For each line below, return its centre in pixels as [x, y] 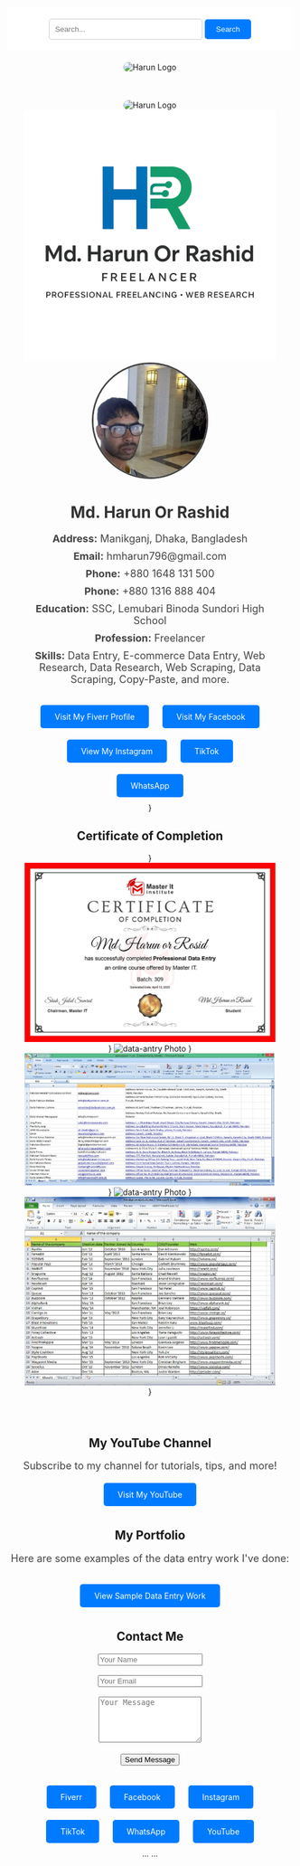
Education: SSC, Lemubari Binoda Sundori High [150, 608]
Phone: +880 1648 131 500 [150, 573]
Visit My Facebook [211, 716]
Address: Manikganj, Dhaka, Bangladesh [150, 538]
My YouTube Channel [150, 1443]
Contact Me [150, 1637]
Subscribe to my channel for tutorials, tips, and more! [150, 1466]
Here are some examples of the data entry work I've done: [150, 1558]
